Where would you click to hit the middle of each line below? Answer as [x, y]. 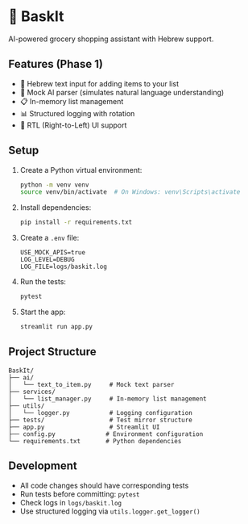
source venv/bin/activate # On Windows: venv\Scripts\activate [130, 192]
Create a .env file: [50, 238]
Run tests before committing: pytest [80, 494]
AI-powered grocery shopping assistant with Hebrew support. [111, 39]
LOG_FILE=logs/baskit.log [63, 267]
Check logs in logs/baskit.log [71, 502]
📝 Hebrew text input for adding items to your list [99, 83]
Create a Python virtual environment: [81, 170]
